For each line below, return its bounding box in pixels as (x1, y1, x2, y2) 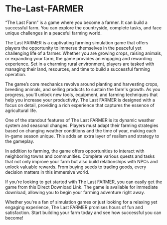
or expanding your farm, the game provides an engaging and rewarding (5, 55, 152, 61)
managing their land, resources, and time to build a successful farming (5, 66, 151, 72)
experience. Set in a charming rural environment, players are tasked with (5, 61, 155, 67)
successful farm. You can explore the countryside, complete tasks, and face (5, 24, 162, 30)
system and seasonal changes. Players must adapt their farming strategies (5, 122, 159, 128)
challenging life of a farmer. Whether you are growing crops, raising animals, (5, 50, 163, 56)
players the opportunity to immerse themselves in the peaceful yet (5, 45, 142, 51)
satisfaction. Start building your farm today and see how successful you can (5, 210, 162, 216)
